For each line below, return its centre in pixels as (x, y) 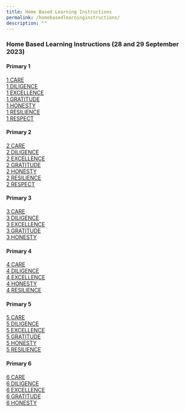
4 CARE (16, 264)
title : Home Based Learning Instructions (59, 12)
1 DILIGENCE (22, 86)
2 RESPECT (21, 184)
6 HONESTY (22, 402)
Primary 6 (19, 363)
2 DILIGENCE (23, 152)
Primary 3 (19, 198)
